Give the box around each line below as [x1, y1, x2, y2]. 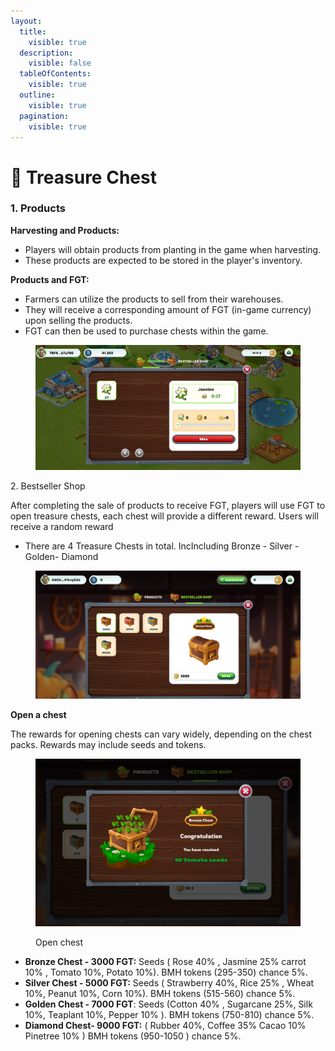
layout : [10, 16, 43, 26]
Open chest [35, 936, 84, 949]
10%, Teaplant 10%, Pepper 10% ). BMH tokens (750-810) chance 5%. [24, 1009, 315, 1021]
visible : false [28, 58, 92, 69]
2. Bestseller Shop [10, 480, 86, 492]
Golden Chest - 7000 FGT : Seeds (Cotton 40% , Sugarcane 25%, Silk [24, 998, 313, 1010]
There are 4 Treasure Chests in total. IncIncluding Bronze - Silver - [24, 540, 300, 552]
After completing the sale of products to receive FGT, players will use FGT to [10, 500, 326, 512]
